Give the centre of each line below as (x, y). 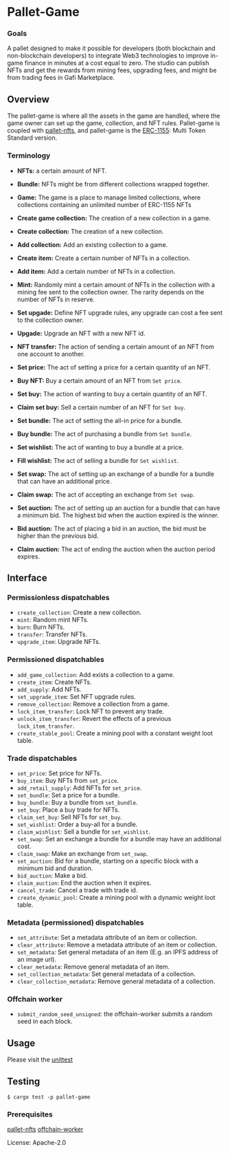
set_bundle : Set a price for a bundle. (68, 795)
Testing (24, 1081)
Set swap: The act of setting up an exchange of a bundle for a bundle (116, 474)
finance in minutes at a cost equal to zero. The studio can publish (117, 63)
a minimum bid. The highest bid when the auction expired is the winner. (118, 515)
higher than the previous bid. (58, 536)
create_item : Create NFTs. (54, 682)
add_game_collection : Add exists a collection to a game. (96, 674)
